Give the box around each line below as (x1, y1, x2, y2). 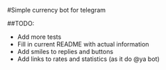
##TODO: (7, 19, 35, 27)
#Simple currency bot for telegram (7, 6, 106, 14)
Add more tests (17, 33, 62, 41)
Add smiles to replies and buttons (17, 48, 113, 55)
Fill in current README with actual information (17, 40, 149, 48)
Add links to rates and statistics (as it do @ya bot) (17, 55, 160, 63)
